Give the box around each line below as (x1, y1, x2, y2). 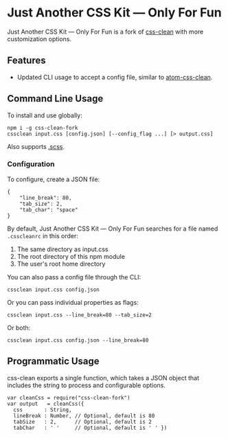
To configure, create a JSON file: (7, 175, 100, 183)
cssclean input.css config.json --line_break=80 (7, 336, 149, 344)
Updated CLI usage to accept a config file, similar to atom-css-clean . (16, 73, 213, 81)
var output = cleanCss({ (7, 400, 84, 407)
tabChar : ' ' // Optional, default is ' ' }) (13, 424, 168, 431)
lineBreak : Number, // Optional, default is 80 (13, 412, 155, 419)
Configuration (7, 159, 55, 169)
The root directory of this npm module (16, 252, 126, 260)
